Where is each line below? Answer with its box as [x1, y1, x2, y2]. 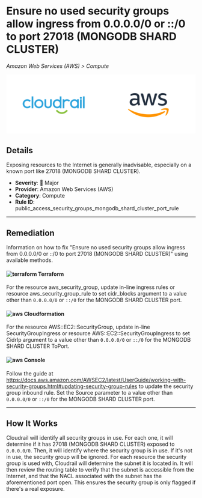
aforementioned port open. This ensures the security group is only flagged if [6, 479, 196, 486]
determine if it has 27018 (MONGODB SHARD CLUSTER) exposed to [6, 440, 175, 448]
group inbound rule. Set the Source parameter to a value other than [6, 389, 173, 396]
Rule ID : [14, 198, 35, 205]
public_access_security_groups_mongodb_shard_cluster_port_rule [14, 205, 179, 212]
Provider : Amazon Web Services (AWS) [14, 186, 114, 193]
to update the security [138, 383, 194, 390]
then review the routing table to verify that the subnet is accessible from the [6, 466, 194, 473]
